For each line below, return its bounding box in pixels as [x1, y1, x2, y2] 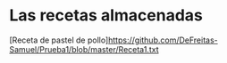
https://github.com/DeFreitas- [108, 35, 219, 45]
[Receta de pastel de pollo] [9, 35, 109, 45]
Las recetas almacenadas [9, 5, 203, 26]
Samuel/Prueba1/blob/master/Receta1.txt [9, 43, 159, 54]
